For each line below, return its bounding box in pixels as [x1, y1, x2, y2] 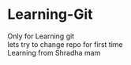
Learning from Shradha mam [7, 48, 101, 57]
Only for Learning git [7, 31, 75, 41]
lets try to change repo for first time [7, 39, 123, 49]
